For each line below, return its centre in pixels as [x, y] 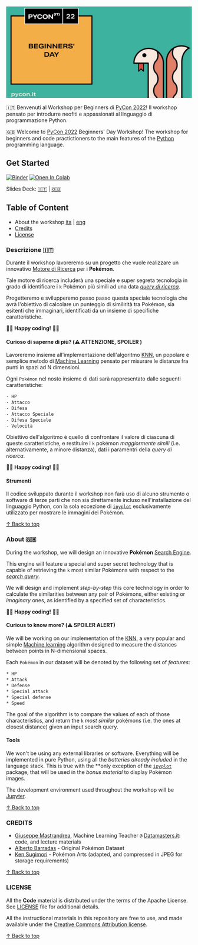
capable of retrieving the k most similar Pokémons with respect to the [90, 570]
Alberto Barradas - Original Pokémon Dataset [70, 848]
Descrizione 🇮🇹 [30, 250]
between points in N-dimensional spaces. [57, 651]
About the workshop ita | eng [50, 222]
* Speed [16, 703]
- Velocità [19, 426]
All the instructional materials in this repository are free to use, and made [94, 918]
